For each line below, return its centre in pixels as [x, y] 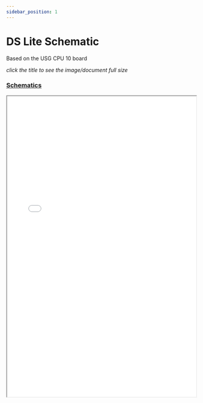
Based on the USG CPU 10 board [47, 58]
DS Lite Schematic [53, 41]
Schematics [24, 85]
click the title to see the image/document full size [67, 70]
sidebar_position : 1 [32, 12]
